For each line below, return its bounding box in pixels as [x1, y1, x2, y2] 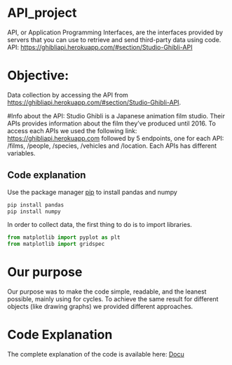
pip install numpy [7, 208, 61, 215]
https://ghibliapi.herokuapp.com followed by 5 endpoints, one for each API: [7, 134, 224, 142]
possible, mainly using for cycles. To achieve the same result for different [7, 295, 219, 303]
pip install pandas [7, 201, 64, 208]
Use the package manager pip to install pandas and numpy [7, 188, 177, 196]
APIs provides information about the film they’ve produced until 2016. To [7, 119, 216, 128]
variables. [7, 149, 36, 157]
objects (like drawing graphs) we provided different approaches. [7, 303, 193, 311]
